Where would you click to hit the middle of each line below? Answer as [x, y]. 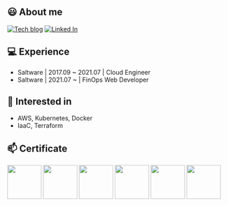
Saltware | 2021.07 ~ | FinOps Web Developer [83, 80]
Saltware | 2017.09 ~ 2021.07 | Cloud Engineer [84, 72]
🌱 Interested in [40, 102]
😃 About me [35, 12]
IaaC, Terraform [40, 126]
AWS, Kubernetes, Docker [55, 118]
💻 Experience [38, 52]
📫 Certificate [37, 148]
